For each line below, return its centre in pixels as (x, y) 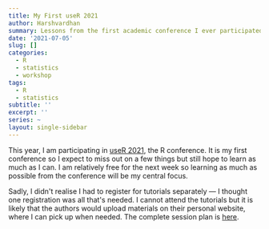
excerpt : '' (28, 113)
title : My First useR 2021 (53, 16)
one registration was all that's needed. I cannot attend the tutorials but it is (131, 199)
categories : (28, 53)
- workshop (34, 75)
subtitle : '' (30, 105)
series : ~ (25, 120)
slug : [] (23, 46)
